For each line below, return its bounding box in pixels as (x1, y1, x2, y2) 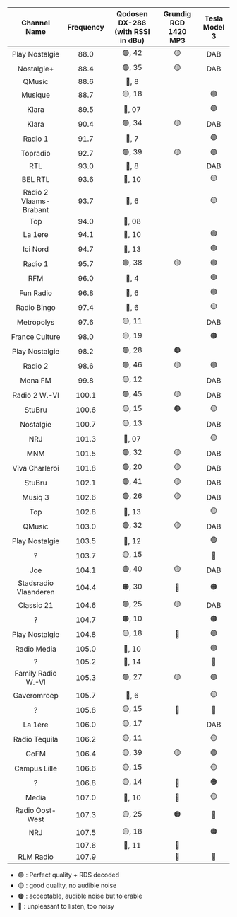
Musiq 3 (22, 492, 49, 502)
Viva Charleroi (12, 463, 60, 473)
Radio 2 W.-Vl (12, 390, 60, 400)
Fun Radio (18, 288, 53, 298)
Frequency (67, 23, 104, 32)
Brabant (22, 205, 49, 214)
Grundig (163, 9, 192, 18)
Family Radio (14, 669, 57, 678)
